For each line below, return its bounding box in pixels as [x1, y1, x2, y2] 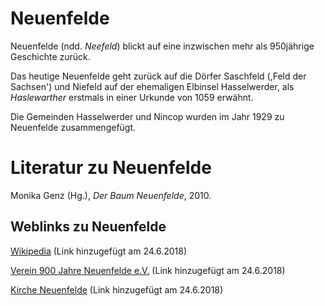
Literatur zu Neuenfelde [10, 157, 212, 179]
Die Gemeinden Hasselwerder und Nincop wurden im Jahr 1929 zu [10, 110, 285, 122]
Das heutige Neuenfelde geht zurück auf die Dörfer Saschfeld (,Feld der [10, 70, 307, 82]
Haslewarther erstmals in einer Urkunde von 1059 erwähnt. [10, 91, 254, 103]
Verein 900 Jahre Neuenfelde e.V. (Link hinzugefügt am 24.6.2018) [10, 264, 286, 276]
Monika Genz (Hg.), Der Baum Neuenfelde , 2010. [10, 189, 212, 201]
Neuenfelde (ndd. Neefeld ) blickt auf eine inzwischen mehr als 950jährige [10, 40, 315, 52]
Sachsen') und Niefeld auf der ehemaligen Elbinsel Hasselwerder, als [10, 80, 295, 92]
